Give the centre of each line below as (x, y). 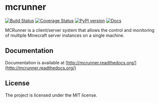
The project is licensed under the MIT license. (51, 95)
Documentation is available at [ (36, 62)
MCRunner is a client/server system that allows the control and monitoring (80, 30)
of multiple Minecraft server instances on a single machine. (65, 35)
